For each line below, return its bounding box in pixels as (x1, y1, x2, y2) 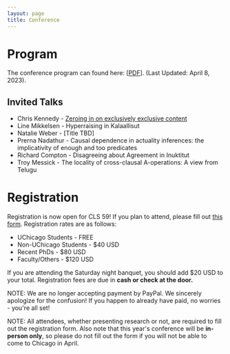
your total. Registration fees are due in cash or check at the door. (7, 276, 194, 284)
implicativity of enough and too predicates (17, 144, 138, 152)
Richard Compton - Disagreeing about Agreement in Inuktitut (17, 151, 190, 159)
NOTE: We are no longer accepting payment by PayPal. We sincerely (7, 289, 202, 298)
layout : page (7, 10, 45, 17)
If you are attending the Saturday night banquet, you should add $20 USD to (7, 269, 224, 277)
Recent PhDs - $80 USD (17, 248, 86, 256)
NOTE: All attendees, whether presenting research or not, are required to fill (7, 317, 222, 326)
